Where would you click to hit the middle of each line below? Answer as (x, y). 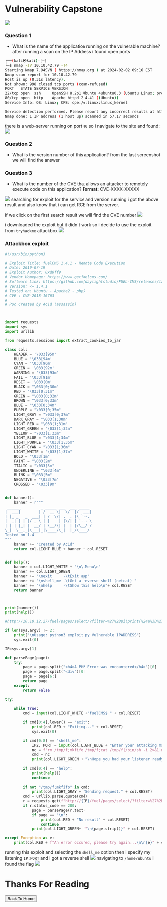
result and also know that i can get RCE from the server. (62, 205)
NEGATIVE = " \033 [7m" (36, 480)
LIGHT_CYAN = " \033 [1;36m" (42, 447)
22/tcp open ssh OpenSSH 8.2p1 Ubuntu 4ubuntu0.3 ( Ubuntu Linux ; (80, 93)
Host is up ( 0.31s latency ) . (35, 79)
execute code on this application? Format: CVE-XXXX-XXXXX (76, 189)
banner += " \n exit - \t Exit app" (52, 576)
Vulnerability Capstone (54, 9)
